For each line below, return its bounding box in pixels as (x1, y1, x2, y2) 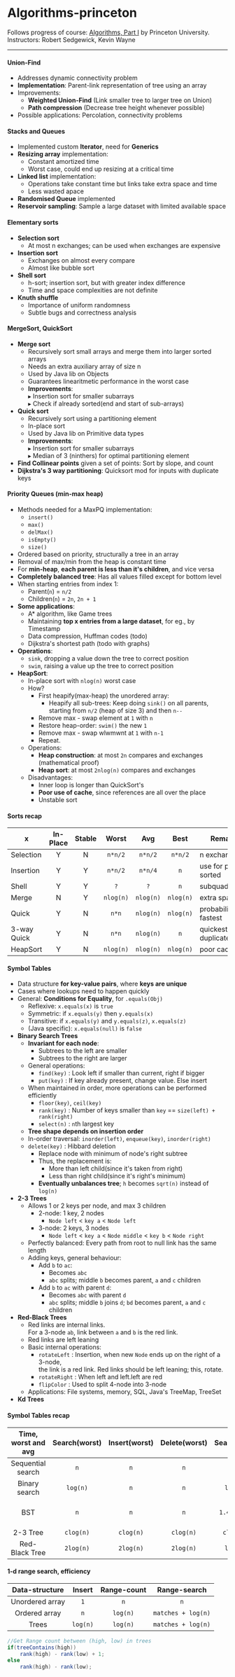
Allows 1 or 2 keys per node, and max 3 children (27, 1201, 166, 1210)
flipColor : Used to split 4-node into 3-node (38, 1380, 166, 1388)
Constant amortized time (27, 158, 99, 166)
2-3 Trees (17, 1194, 47, 1203)
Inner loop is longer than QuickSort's (38, 780, 145, 789)
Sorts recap (7, 811, 42, 820)
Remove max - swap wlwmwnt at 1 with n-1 (38, 729, 164, 737)
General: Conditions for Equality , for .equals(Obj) (17, 995, 163, 1003)
